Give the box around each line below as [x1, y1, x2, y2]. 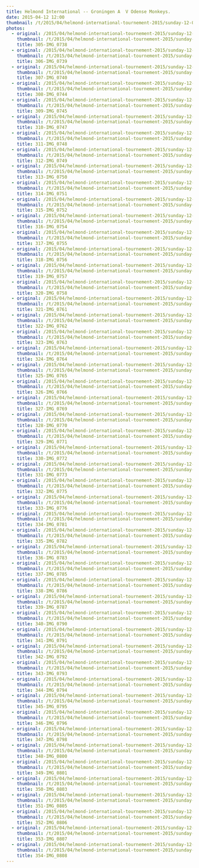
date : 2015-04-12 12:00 [6, 14, 65, 20]
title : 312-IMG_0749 [17, 158, 68, 164]
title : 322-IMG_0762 [17, 323, 68, 329]
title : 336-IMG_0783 [17, 555, 68, 561]
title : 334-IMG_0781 [17, 522, 68, 528]
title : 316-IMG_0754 [17, 224, 68, 230]
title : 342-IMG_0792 [17, 654, 68, 660]
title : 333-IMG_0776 [17, 505, 68, 511]
